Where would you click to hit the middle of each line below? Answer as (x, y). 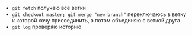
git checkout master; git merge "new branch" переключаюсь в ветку (99, 14)
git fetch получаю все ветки (49, 8)
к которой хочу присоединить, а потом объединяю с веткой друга (96, 20)
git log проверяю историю (47, 27)
